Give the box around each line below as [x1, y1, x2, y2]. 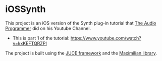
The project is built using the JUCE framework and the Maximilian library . [5, 50, 157, 56]
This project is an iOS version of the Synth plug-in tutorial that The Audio [5, 20, 156, 26]
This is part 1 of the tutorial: [12, 35, 70, 41]
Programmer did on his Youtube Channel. [5, 25, 91, 31]
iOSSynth [5, 3, 46, 15]
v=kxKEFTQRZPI [12, 40, 47, 46]
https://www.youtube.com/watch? [70, 35, 141, 41]
